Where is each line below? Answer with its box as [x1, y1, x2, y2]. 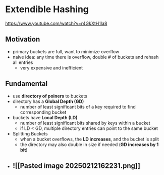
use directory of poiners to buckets [12, 93, 87, 99]
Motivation [5, 35, 40, 44]
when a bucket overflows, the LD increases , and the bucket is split [20, 136, 159, 142]
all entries [12, 59, 33, 65]
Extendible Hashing [5, 4, 89, 15]
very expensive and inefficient [20, 64, 83, 71]
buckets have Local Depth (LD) [12, 114, 78, 120]
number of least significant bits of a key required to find [20, 103, 136, 110]
